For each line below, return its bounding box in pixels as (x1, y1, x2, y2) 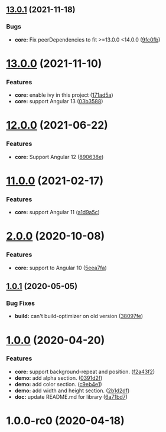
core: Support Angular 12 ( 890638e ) (14, 153, 104, 160)
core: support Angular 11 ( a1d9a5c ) (14, 209, 100, 216)
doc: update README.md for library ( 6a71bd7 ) (14, 393, 128, 400)
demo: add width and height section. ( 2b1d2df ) (14, 387, 130, 394)
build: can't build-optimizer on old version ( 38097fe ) (14, 313, 144, 320)
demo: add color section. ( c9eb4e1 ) (14, 380, 102, 387)
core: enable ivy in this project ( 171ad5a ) (14, 91, 113, 99)
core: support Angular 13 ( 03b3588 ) (14, 98, 103, 105)
